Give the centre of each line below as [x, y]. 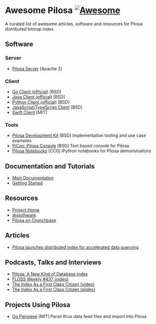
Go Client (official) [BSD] [37, 92]
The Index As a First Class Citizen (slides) [54, 290]
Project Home [26, 210]
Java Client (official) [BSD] [39, 97]
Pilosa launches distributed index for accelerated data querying [75, 247]
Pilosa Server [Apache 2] [37, 68]
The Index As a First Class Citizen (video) [53, 284]
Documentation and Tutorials [50, 166]
